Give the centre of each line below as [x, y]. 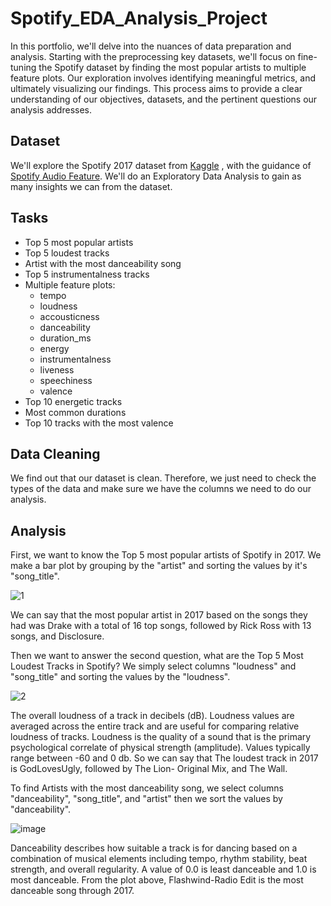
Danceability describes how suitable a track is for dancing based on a [154, 848]
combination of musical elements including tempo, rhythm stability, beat [159, 859]
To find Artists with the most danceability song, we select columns [147, 788]
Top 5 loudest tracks [67, 253]
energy [54, 348]
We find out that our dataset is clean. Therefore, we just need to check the [163, 478]
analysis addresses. [51, 109]
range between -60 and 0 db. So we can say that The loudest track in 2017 [164, 758]
